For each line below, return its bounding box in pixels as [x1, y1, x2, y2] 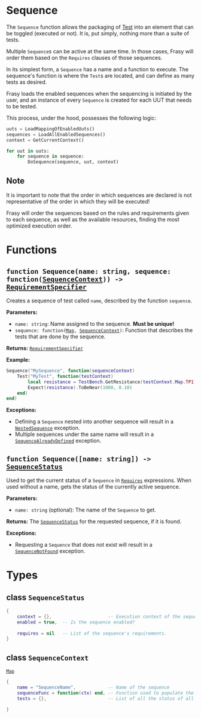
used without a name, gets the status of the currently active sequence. [6, 483, 181, 490]
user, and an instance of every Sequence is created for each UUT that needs [6, 96, 192, 104]
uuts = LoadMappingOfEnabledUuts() [6, 126, 95, 132]
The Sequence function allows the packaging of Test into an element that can [6, 23, 194, 31]
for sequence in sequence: [17, 153, 84, 159]
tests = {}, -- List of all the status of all [17, 695, 194, 701]
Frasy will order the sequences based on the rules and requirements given [6, 210, 190, 216]
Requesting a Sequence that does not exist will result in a [14, 541, 153, 549]
